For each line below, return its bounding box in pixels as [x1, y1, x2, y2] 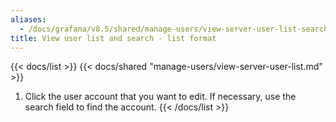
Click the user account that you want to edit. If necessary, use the [24, 91, 297, 103]
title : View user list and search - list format [10, 33, 217, 43]
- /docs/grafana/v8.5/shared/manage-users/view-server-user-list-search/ [19, 24, 333, 34]
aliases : [10, 14, 47, 25]
